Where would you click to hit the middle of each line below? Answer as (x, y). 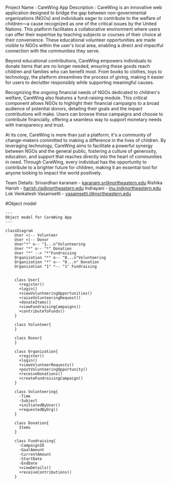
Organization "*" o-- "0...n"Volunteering (60, 258)
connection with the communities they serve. (53, 51)
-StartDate (30, 459)
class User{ (27, 280)
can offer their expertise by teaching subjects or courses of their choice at (83, 34)
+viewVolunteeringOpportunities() (56, 293)
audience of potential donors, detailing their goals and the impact (74, 109)
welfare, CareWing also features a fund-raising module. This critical (76, 98)
